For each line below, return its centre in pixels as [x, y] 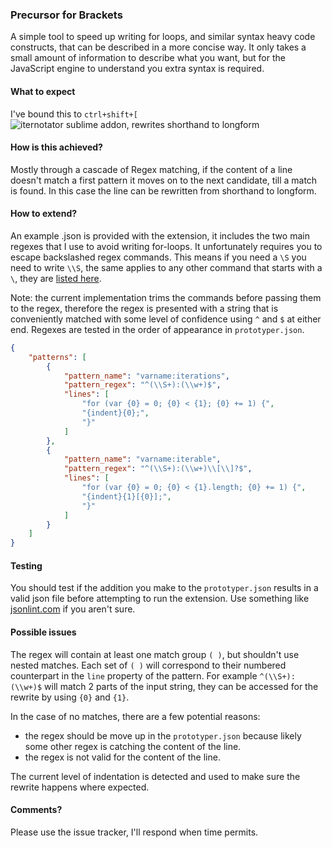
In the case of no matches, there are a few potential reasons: [135, 716]
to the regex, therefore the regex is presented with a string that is [144, 308]
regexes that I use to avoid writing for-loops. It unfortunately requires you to [166, 246]
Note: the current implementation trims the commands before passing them [166, 297]
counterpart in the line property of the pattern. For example [134, 675]
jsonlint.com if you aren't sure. [73, 609]
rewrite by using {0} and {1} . [70, 697]
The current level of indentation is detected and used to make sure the [155, 776]
